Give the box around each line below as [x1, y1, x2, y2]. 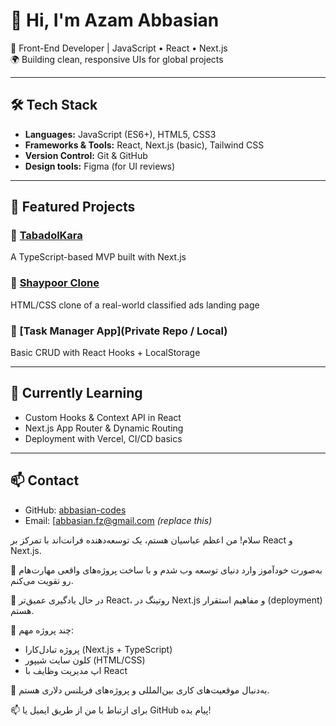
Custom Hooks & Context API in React [24, 411, 182, 423]
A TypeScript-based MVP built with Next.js [10, 251, 187, 263]
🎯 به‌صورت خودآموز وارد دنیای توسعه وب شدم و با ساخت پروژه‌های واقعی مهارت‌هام [10, 564, 323, 576]
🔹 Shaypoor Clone [10, 276, 100, 290]
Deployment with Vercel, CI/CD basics [24, 432, 183, 444]
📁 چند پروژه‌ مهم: [10, 624, 75, 636]
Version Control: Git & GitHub [24, 149, 148, 161]
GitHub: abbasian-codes [24, 504, 127, 516]
